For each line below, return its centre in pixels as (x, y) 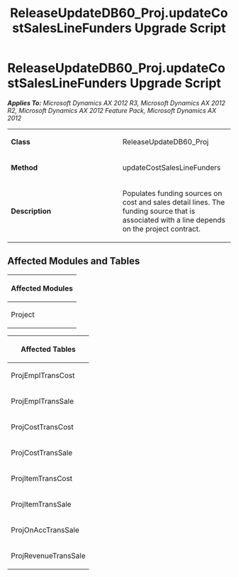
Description (31, 211)
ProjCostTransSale (42, 453)
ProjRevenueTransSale (49, 556)
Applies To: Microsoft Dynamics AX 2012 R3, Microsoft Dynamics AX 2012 (117, 103)
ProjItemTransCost (42, 478)
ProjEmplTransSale (42, 401)
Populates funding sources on (172, 193)
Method (24, 167)
